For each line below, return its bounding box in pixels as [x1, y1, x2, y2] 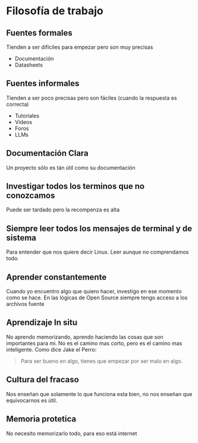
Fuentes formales [6, 28, 73, 38]
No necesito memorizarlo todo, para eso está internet [6, 429, 137, 437]
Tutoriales [14, 112, 40, 119]
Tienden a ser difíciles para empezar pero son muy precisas [6, 43, 153, 50]
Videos [14, 118, 33, 125]
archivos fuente [6, 300, 45, 308]
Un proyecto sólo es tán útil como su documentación [6, 164, 136, 171]
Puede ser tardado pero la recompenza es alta [6, 206, 120, 213]
